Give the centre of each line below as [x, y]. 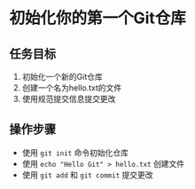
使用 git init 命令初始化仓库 [75, 153]
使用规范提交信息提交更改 [69, 99]
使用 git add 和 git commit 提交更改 [87, 175]
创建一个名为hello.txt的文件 [72, 88]
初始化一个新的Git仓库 [62, 77]
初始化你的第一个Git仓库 [97, 18]
